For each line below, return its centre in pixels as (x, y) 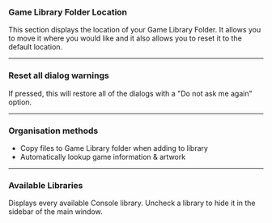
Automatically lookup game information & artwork (103, 157)
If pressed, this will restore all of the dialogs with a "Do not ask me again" (130, 93)
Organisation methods (53, 131)
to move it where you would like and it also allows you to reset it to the (125, 38)
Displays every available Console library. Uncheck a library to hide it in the (132, 203)
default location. (36, 47)
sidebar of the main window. (55, 212)
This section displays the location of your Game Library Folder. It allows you (135, 30)
